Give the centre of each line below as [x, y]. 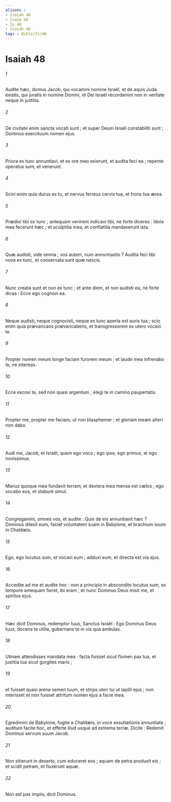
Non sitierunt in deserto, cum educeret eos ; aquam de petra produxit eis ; [83, 761]
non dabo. [16, 425]
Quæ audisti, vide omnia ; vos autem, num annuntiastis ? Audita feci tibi [80, 255]
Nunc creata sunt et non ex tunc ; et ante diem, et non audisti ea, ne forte [82, 288]
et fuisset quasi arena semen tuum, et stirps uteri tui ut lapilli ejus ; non [80, 690]
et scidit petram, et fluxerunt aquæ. [42, 767]
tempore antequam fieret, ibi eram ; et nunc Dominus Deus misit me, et [80, 590]
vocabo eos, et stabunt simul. [36, 491]
